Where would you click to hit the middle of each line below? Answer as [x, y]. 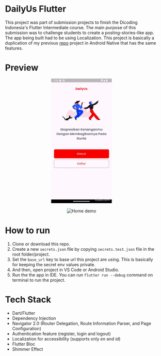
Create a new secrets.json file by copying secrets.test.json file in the [83, 249]
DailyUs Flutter [36, 9]
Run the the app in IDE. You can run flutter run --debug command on [82, 275]
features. [14, 48]
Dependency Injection [34, 318]
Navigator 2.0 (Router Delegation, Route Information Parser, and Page [81, 323]
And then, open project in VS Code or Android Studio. [66, 270]
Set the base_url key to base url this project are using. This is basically [82, 259]
